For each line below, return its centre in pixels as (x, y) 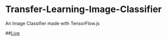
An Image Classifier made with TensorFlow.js (53, 23)
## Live (13, 33)
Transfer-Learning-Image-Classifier (83, 9)
